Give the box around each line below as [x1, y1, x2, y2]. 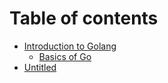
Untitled [23, 61, 57, 73]
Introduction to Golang [23, 40, 117, 52]
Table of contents [9, 7, 159, 30]
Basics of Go [38, 50, 92, 62]
